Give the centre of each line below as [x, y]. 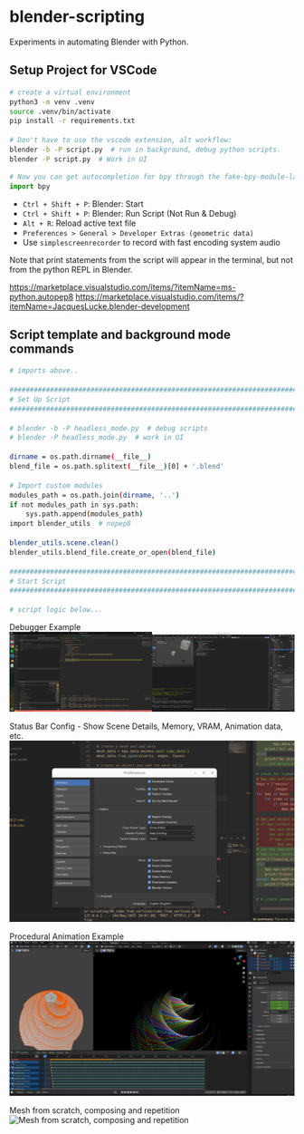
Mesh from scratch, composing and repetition [95, 1110]
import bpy [30, 186]
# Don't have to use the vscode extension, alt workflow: [121, 141]
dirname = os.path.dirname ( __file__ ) [81, 457]
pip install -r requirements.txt [72, 121]
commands [42, 349]
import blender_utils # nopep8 [70, 524]
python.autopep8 [42, 296]
